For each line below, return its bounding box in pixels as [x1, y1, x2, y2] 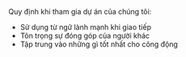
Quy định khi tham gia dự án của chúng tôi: [8, 7, 152, 16]
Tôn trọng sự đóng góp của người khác [19, 31, 150, 40]
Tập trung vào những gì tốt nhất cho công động [19, 39, 178, 49]
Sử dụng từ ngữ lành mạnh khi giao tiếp [19, 22, 152, 31]
